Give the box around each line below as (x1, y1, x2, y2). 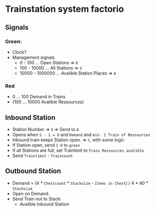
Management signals (12, 54, 55, 60)
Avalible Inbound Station (19, 201, 69, 207)
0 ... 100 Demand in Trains (12, 94, 66, 100)
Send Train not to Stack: (12, 196, 62, 202)
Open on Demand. (12, 190, 50, 196)
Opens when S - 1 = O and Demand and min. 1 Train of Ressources (12, 131, 151, 137)
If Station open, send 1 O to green (12, 142, 80, 148)
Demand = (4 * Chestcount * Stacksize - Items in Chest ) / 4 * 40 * (12, 180, 149, 186)
